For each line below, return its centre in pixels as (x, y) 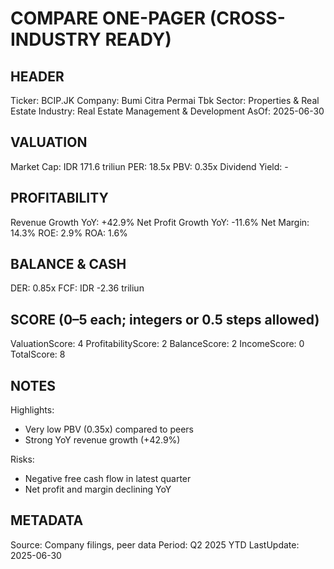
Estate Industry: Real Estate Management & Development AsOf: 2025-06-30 (167, 111)
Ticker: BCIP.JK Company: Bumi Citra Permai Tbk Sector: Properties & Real (165, 100)
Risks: (22, 459)
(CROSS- (247, 18)
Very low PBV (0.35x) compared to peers (109, 429)
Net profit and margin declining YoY (98, 489)
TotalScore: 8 (38, 354)
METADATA (47, 520)
